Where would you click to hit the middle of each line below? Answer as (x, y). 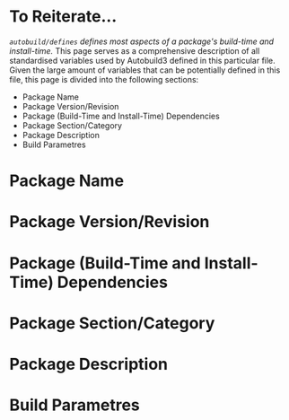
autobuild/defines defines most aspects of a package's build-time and (142, 41)
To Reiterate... (63, 17)
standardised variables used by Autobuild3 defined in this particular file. (142, 60)
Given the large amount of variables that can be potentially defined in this (145, 70)
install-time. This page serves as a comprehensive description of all (135, 50)
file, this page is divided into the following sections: (104, 79)
